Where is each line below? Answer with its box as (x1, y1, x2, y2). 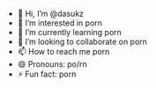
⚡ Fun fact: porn (17, 69, 77, 79)
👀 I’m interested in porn (17, 18, 103, 28)
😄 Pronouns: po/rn (17, 59, 88, 70)
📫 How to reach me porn (17, 47, 110, 56)
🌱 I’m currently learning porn (17, 27, 122, 37)
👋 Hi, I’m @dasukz (17, 9, 85, 18)
